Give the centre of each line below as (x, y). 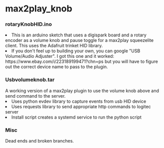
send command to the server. (35, 96)
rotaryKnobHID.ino (28, 24)
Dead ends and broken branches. (39, 141)
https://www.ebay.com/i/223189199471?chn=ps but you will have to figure (82, 62)
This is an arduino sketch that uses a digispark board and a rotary (79, 35)
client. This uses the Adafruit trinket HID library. (54, 46)
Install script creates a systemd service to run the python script (76, 117)
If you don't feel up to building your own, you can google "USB (76, 51)
